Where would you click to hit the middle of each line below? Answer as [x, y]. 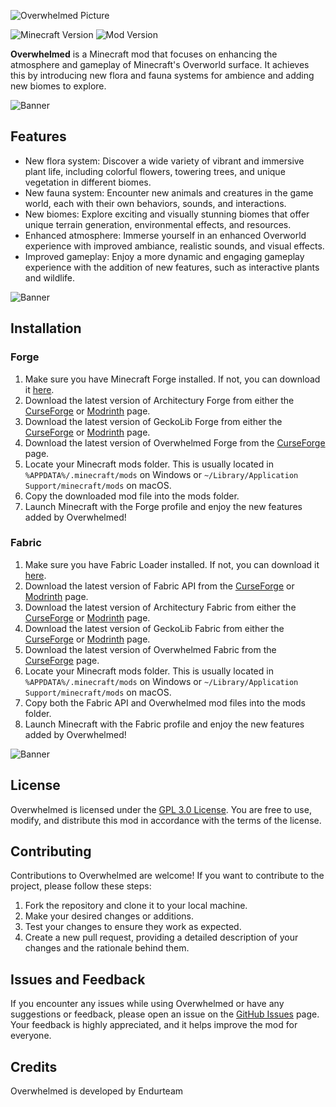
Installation [46, 328]
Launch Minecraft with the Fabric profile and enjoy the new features [164, 724]
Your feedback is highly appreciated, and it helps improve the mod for [154, 1025]
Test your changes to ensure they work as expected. [133, 927]
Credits [34, 1066]
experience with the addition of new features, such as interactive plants [172, 267]
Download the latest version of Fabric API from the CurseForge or [159, 586]
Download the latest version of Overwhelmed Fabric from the [150, 649]
